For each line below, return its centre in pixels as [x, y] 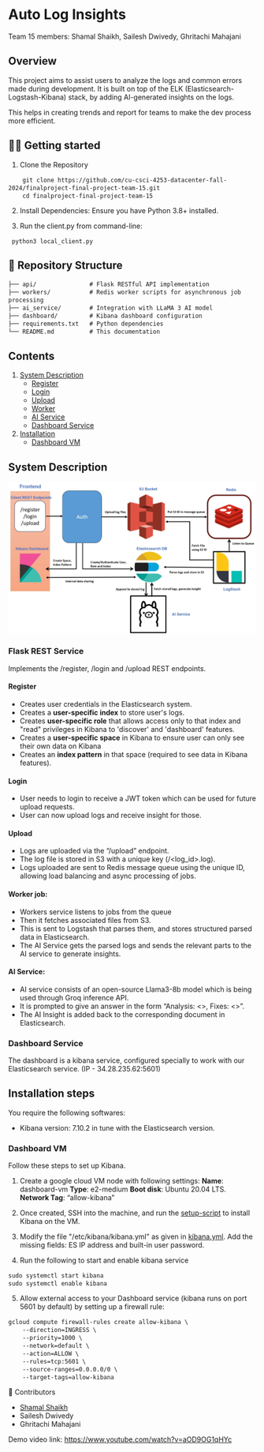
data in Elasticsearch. [54, 936]
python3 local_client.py [52, 241]
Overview [33, 61]
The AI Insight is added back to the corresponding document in [122, 1014]
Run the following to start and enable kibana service [104, 1260]
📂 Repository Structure [65, 265]
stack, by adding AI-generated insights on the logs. [151, 97]
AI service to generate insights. [70, 954]
